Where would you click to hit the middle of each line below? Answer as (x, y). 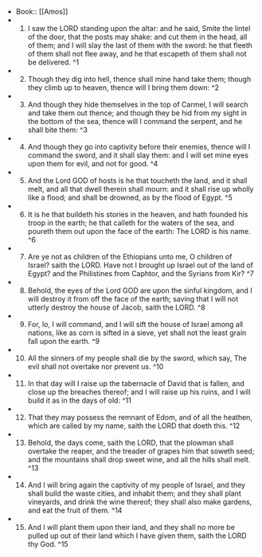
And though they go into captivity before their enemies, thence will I (139, 147)
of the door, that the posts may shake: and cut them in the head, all (137, 37)
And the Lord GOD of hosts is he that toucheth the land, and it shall (137, 181)
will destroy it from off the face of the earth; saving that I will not (133, 299)
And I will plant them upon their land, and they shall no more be (131, 527)
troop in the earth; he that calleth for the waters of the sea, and (131, 223)
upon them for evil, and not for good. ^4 (93, 164)
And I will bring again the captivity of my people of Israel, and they (136, 485)
